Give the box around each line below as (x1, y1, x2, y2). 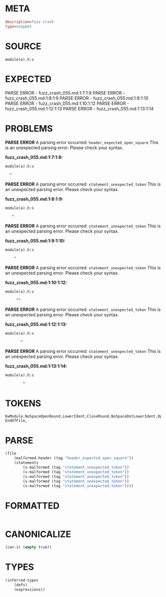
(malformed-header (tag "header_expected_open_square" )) (14, 456, 134, 461)
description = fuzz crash (5, 19, 54, 24)
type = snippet (5, 24, 32, 29)
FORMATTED (5, 500, 60, 511)
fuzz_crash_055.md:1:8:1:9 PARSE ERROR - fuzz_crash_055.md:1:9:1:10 (5, 95, 149, 101)
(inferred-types (5, 578, 39, 583)
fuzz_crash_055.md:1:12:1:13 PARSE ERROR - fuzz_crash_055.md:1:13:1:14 (5, 105, 154, 111)
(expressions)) (14, 587, 45, 592)
